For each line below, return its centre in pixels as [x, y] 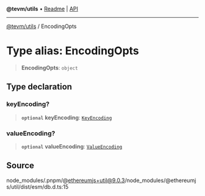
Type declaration [39, 87]
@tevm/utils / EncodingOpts [41, 26]
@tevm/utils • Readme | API [42, 9]
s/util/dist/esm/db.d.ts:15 [38, 187]
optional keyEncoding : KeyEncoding [67, 117]
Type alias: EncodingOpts [73, 51]
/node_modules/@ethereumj [160, 180]
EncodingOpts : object [49, 68]
